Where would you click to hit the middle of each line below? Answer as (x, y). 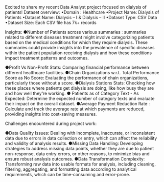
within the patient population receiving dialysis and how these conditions (79, 53)
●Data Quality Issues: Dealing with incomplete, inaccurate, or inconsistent (80, 133)
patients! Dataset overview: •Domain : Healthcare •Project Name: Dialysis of (82, 12)
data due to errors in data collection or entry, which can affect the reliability (81, 138)
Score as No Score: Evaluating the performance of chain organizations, (77, 78)
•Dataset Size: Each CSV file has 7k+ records (51, 22)
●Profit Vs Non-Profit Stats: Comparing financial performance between (77, 67)
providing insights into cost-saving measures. (51, 114)
